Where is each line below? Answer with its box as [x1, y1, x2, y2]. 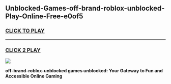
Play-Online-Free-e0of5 [5, 12, 83, 21]
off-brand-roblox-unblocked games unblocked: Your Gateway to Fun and [5, 67, 163, 73]
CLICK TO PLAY [5, 27, 45, 35]
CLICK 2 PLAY [5, 46, 41, 53]
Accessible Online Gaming [5, 73, 63, 79]
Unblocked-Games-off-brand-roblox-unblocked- [5, 4, 165, 13]
